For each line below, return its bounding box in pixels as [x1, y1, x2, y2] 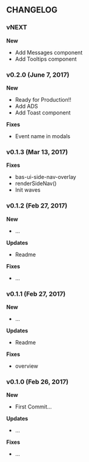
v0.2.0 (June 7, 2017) [6, 70, 70, 79]
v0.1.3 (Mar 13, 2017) [6, 147, 68, 156]
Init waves [15, 186, 41, 194]
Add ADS [15, 102, 38, 110]
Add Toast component [15, 109, 71, 116]
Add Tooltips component [15, 55, 77, 63]
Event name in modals [15, 132, 71, 139]
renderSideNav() [15, 180, 57, 187]
